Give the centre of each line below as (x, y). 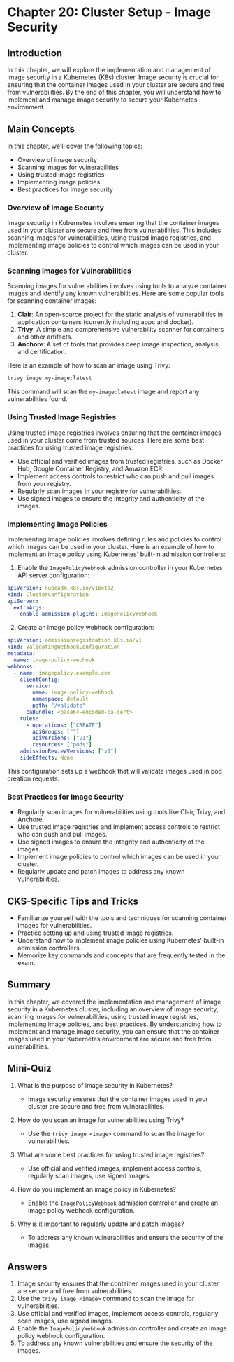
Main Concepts (41, 129)
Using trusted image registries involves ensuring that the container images (114, 433)
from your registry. (44, 483)
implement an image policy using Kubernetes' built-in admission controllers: (116, 554)
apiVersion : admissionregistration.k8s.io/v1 (74, 640)
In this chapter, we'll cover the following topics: (75, 146)
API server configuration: (53, 575)
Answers (27, 1267)
